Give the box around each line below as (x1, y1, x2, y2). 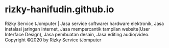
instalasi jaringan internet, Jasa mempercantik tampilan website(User (5, 26, 150, 32)
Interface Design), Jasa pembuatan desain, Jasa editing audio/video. (5, 31, 150, 37)
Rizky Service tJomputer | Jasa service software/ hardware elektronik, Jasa (5, 20, 164, 27)
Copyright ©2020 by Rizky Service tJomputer (5, 37, 102, 43)
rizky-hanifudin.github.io (5, 4, 114, 15)
